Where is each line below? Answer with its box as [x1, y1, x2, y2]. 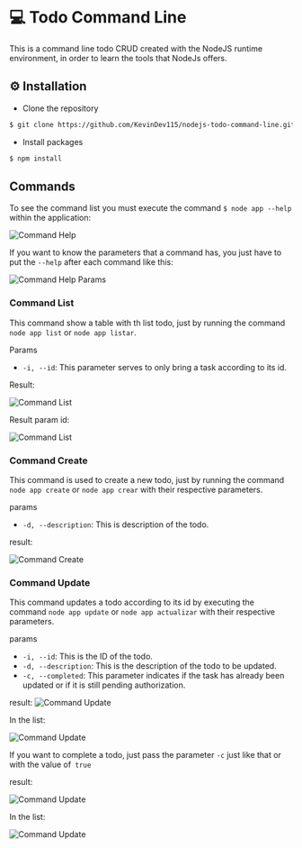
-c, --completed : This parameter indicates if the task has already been [22, 670, 285, 681]
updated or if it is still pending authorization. [22, 679, 186, 690]
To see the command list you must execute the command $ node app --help [9, 203, 292, 214]
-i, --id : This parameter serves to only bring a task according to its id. [22, 361, 288, 372]
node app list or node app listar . [9, 326, 138, 338]
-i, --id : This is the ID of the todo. [22, 651, 153, 662]
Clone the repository [22, 103, 99, 114]
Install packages [22, 136, 84, 147]
